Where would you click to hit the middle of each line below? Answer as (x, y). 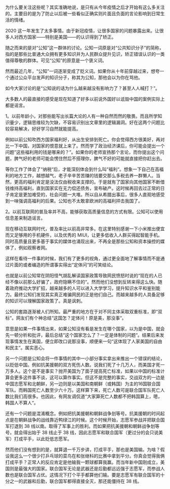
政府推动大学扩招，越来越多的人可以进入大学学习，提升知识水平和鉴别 (82, 288)
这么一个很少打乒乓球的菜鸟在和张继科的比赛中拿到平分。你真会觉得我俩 (89, 456)
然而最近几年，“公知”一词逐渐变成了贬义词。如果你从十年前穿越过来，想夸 (83, 71)
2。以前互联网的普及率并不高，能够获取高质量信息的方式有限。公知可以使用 (84, 212)
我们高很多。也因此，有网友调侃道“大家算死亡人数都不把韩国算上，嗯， (88, 396)
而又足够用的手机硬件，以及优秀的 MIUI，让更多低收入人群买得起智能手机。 (84, 235)
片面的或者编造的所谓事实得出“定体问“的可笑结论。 (62, 265)
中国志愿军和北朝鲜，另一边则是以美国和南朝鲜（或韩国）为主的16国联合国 (83, 384)
